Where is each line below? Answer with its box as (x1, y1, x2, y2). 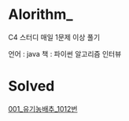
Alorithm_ (8, 5, 73, 24)
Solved (8, 77, 55, 95)
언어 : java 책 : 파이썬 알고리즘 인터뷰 (8, 49, 122, 58)
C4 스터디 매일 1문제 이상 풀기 (8, 32, 101, 42)
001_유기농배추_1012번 (8, 104, 78, 113)
